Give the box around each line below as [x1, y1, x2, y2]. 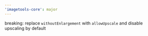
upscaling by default [4, 25, 46, 31]
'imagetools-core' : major [4, 7, 58, 12]
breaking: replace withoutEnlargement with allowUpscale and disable [4, 20, 143, 26]
